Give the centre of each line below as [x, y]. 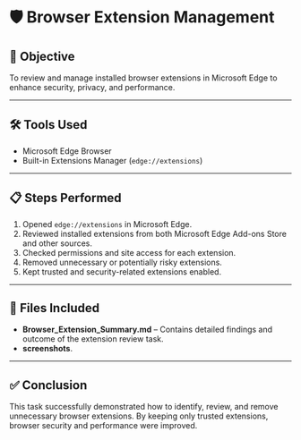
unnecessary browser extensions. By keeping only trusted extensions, [139, 416]
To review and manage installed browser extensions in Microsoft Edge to [143, 78]
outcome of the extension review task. [93, 339]
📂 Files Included [55, 308]
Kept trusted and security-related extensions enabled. [122, 271]
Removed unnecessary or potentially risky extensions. [122, 262]
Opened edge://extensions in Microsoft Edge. [107, 224]
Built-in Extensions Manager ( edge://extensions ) [112, 160]
